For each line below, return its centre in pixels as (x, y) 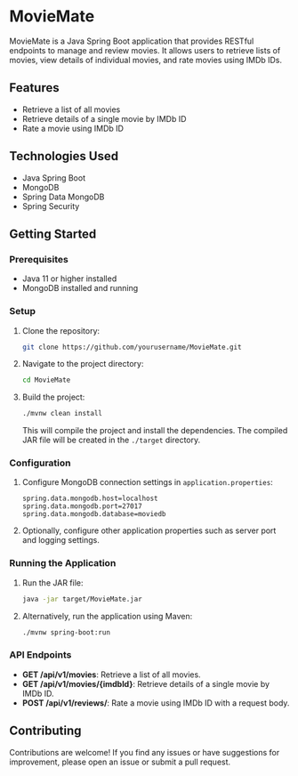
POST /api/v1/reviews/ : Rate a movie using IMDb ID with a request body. (156, 703)
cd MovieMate (46, 380)
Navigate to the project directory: (83, 364)
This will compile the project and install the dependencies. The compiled (155, 431)
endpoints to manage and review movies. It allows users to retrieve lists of (145, 50)
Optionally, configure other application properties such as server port (149, 530)
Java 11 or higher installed (69, 279)
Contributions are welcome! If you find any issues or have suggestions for (145, 752)
